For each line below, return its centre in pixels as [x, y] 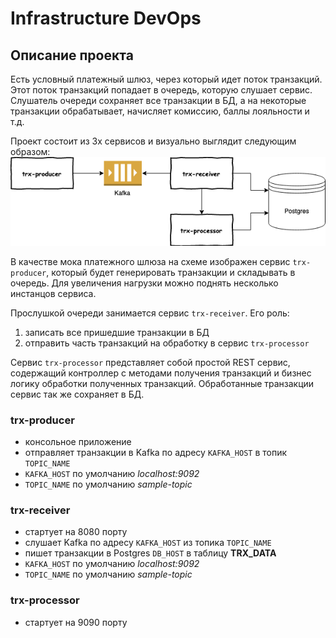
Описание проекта [72, 55]
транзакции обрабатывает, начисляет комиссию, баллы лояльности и [160, 111]
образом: [30, 151]
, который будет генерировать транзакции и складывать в [171, 272]
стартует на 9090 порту [76, 622]
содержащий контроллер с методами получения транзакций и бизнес [161, 373]
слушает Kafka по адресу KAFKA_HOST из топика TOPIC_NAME [148, 543]
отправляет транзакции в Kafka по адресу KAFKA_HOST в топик [156, 452]
